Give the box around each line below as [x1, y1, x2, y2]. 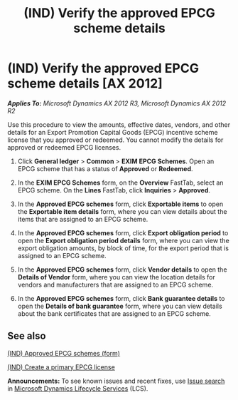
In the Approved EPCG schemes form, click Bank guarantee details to [17, 294, 225, 302]
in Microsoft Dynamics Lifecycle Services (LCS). [7, 384, 148, 393]
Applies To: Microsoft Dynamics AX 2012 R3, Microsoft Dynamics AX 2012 [7, 98, 227, 108]
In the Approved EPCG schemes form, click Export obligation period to [17, 228, 229, 237]
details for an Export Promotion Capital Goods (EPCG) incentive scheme [7, 128, 218, 136]
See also [7, 330, 46, 342]
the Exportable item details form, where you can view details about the [17, 207, 227, 215]
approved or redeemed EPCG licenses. [7, 143, 121, 151]
